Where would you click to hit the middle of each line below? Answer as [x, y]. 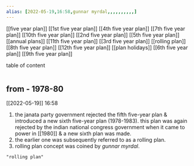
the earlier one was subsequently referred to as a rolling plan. [90, 140]
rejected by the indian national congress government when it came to [100, 127]
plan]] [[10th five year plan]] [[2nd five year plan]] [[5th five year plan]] [93, 35]
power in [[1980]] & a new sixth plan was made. [73, 133]
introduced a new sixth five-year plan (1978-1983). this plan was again [101, 121]
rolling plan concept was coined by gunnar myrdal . [77, 146]
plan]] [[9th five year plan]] [39, 53]
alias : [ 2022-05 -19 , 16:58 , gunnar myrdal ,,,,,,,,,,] [71, 12]
